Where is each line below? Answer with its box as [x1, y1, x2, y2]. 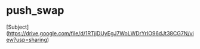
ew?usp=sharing [6, 36, 48, 43]
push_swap [6, 4, 64, 17]
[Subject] [6, 23, 29, 30]
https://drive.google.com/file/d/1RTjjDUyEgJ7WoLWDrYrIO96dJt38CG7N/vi [8, 29, 194, 36]
